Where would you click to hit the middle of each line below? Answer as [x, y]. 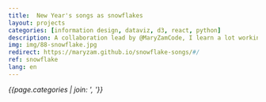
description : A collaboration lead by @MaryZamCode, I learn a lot [122, 38]
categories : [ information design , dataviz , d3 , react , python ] [115, 30]
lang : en [23, 67]
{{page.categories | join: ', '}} [56, 89]
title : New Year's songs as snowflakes [76, 15]
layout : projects [37, 23]
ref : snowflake [33, 60]
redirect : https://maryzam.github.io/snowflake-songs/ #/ [104, 52]
